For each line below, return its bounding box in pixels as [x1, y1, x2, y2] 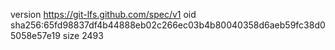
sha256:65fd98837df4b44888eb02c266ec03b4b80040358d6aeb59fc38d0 [10, 19, 326, 31]
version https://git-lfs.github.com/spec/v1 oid [10, 9, 197, 20]
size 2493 [62, 30, 104, 41]
